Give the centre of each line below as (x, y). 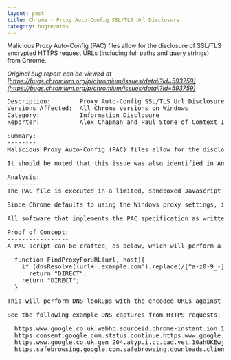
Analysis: (23, 177)
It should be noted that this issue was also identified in (111, 163)
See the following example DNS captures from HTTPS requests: (114, 315)
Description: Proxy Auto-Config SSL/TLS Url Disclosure (116, 102)
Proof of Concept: (38, 232)
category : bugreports (38, 26)
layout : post (26, 13)
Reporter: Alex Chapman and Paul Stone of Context (112, 122)
